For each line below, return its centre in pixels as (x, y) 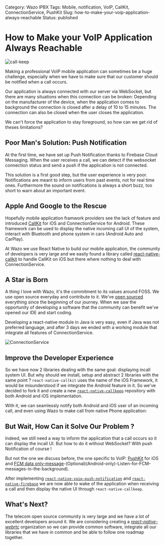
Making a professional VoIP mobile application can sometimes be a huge (79, 71)
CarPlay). (15, 239)
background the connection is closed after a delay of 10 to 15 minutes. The (81, 107)
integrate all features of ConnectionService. (49, 333)
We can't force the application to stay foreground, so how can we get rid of (81, 122)
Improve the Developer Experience (60, 358)
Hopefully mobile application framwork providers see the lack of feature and (82, 218)
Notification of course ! (29, 449)
